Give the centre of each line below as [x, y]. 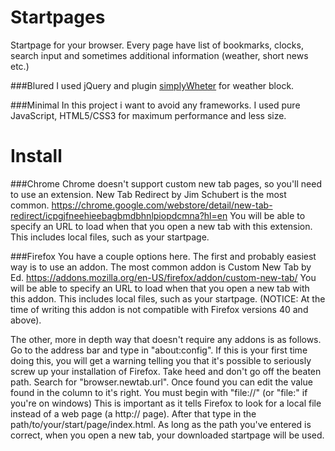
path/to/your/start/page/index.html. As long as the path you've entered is [161, 424]
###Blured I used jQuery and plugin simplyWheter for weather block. [152, 85]
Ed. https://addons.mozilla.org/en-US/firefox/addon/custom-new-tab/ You [163, 277]
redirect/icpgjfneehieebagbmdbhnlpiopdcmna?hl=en [119, 215]
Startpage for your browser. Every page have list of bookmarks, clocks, [157, 45]
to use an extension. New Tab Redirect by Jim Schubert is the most [148, 194]
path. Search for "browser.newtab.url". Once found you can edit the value [161, 382]
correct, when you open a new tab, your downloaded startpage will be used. [167, 435]
